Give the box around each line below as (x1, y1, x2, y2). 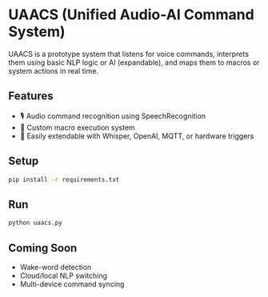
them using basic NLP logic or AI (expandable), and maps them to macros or (8, 58, 260, 67)
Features (8, 90, 54, 103)
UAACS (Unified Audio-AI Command (8, 6, 254, 24)
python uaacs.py (8, 219, 62, 227)
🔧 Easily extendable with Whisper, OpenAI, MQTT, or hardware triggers (19, 130, 254, 141)
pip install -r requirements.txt (8, 175, 120, 183)
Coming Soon (8, 241, 78, 255)
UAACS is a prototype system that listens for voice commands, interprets (8, 49, 250, 58)
